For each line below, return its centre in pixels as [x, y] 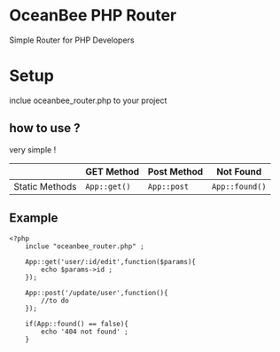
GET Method [113, 171]
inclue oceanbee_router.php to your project [88, 100]
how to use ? [45, 128]
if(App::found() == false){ [77, 324]
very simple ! [33, 149]
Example [34, 218]
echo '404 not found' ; [85, 332]
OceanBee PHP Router [93, 16]
